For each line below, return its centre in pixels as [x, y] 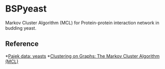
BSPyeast [26, 9]
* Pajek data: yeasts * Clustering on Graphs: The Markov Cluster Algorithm [82, 56]
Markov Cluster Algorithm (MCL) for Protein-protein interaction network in [82, 23]
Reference [22, 44]
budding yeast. [21, 28]
